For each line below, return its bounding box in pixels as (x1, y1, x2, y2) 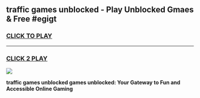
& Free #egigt (6, 14, 57, 24)
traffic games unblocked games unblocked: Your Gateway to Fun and (6, 78, 180, 86)
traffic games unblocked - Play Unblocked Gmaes (6, 5, 194, 15)
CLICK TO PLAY (6, 32, 52, 40)
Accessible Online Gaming (6, 85, 73, 92)
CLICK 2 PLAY (6, 54, 48, 62)
